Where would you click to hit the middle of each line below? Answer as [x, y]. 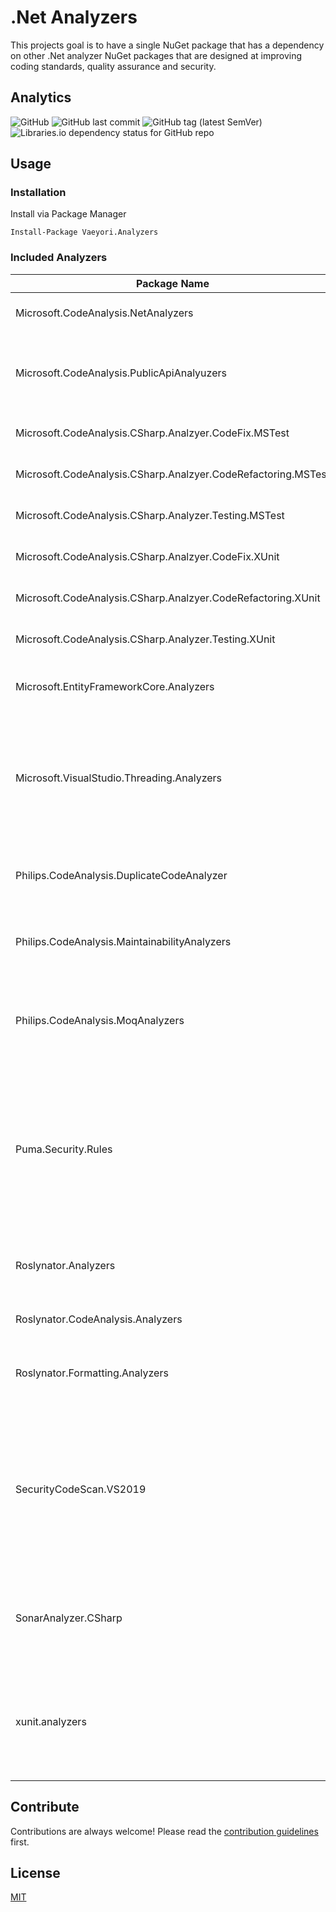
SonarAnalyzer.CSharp [69, 1618]
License [35, 1872]
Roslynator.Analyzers [65, 1265]
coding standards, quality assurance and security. [113, 66]
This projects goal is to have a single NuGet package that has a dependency [167, 45]
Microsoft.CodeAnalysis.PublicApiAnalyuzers [121, 373]
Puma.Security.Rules [64, 1149]
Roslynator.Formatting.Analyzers [92, 1373]
